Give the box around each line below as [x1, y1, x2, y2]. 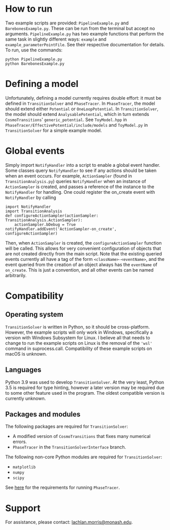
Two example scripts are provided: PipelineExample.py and [5, 20, 129, 26]
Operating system [5, 310, 63, 319]
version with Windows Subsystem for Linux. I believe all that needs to [5, 334, 151, 341]
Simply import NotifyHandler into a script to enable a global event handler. [5, 162, 161, 168]
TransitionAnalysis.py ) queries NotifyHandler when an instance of [5, 178, 146, 184]
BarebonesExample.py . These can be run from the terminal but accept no [5, 25, 155, 31]
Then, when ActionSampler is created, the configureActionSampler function [5, 240, 162, 246]
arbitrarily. [5, 272, 27, 278]
